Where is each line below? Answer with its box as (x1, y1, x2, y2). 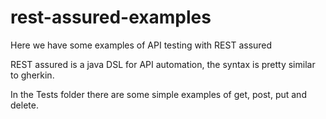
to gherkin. (10, 69, 55, 81)
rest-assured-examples (10, 6, 212, 29)
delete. (10, 99, 39, 111)
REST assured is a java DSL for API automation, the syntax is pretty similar (10, 58, 316, 70)
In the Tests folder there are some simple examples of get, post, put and (10, 88, 307, 100)
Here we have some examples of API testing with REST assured (10, 39, 273, 51)
